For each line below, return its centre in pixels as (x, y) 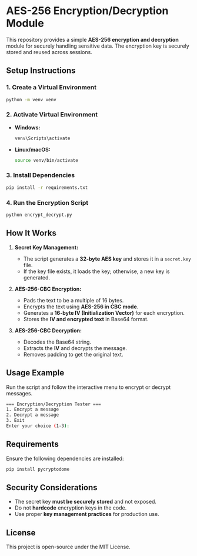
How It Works (31, 233)
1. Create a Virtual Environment (51, 88)
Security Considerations (52, 487)
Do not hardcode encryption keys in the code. (71, 508)
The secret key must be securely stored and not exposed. (86, 502)
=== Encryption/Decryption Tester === (54, 404)
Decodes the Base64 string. (57, 342)
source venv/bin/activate (46, 160)
